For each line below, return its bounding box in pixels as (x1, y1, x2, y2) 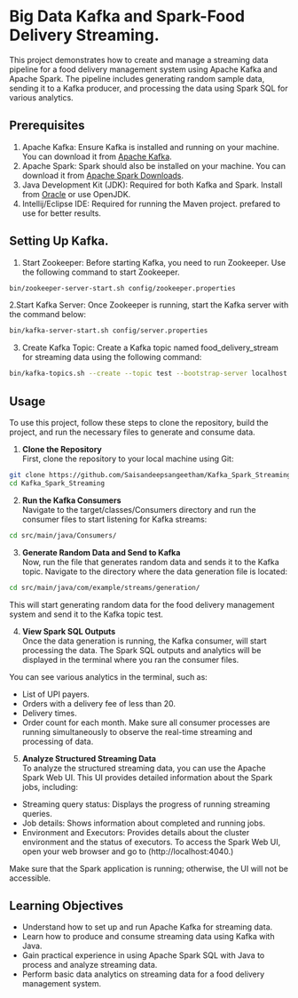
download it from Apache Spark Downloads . (21, 170, 184, 180)
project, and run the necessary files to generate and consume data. (9, 427, 255, 437)
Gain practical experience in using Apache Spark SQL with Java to (21, 950, 265, 961)
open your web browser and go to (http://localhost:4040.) (21, 846, 234, 857)
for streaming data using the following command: (21, 352, 202, 363)
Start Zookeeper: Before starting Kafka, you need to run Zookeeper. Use (21, 257, 286, 267)
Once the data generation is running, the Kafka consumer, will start (21, 635, 268, 646)
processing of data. (21, 736, 94, 747)
